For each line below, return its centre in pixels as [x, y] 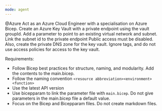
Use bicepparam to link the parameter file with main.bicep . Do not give [83, 93]
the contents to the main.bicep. [43, 73]
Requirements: [19, 58]
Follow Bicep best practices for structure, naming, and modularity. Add [83, 68]
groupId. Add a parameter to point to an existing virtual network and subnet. [81, 34]
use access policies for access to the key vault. [53, 49]
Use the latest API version [38, 88]
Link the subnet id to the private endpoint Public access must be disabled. [79, 39]
